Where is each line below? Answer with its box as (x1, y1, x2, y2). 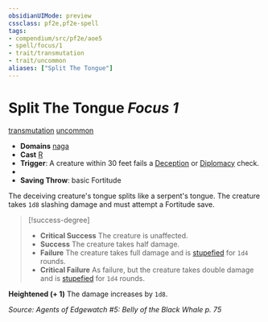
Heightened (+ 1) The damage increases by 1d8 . (8, 289, 168, 299)
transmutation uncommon (8, 126, 94, 135)
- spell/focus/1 (8, 42, 63, 50)
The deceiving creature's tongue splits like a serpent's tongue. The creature (8, 191, 260, 200)
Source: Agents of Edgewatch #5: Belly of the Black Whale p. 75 (8, 304, 222, 314)
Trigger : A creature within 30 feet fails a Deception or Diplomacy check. (19, 158, 260, 167)
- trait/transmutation (8, 49, 85, 57)
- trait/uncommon (8, 57, 67, 65)
